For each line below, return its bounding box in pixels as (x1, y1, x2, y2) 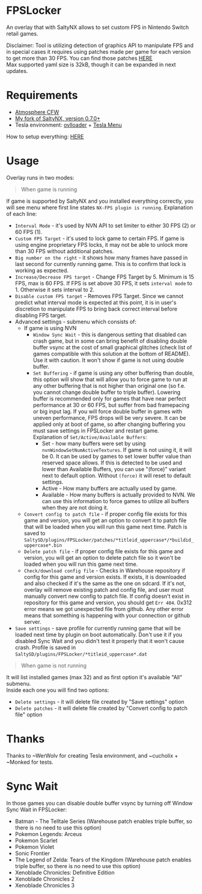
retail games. (6, 30, 38, 37)
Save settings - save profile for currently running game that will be (14, 624, 182, 632)
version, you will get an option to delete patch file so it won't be (23, 554, 182, 561)
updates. (6, 67, 28, 74)
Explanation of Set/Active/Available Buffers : (32, 433, 147, 440)
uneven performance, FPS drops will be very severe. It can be (32, 414, 186, 421)
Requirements (6, 89, 78, 103)
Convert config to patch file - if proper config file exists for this (23, 510, 188, 518)
